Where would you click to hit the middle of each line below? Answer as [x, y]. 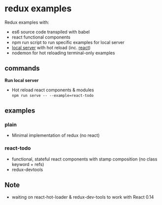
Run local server [22, 80]
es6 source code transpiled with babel [50, 32]
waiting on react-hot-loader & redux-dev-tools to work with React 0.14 [83, 197]
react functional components [41, 37]
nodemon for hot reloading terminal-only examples [63, 53]
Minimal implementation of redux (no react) [56, 135]
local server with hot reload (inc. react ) [51, 47]
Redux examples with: [27, 22]
